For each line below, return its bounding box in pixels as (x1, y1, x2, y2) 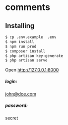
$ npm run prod (5, 44, 37, 49)
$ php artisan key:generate (5, 53, 64, 58)
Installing (5, 21, 35, 30)
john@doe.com (5, 91, 36, 97)
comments (5, 1, 51, 13)
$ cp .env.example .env (5, 34, 57, 39)
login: (5, 78, 17, 84)
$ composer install (5, 48, 46, 53)
